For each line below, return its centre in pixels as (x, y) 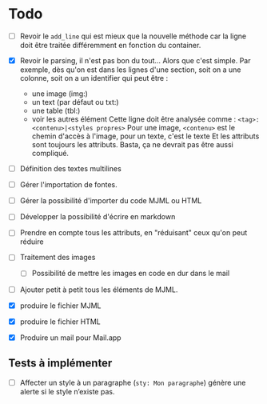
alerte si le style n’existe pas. (67, 391)
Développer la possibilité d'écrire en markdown (98, 217)
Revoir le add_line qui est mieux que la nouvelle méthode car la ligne (133, 36)
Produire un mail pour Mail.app (70, 338)
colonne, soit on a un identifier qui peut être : (94, 78)
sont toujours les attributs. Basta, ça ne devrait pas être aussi (132, 145)
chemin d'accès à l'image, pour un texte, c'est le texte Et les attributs (145, 136)
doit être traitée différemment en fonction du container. (110, 45)
